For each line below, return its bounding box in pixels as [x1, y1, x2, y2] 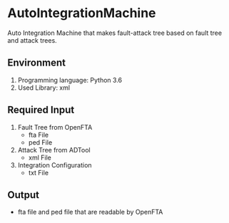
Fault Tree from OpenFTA [17, 123, 93, 131]
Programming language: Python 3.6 [17, 76, 123, 84]
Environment [7, 57, 66, 69]
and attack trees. [7, 36, 57, 44]
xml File [28, 153, 52, 162]
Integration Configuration [17, 160, 92, 169]
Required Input [7, 104, 75, 116]
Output [7, 189, 39, 201]
